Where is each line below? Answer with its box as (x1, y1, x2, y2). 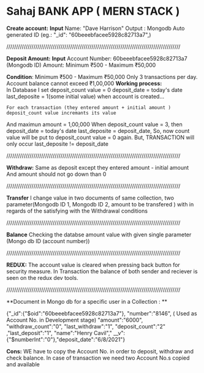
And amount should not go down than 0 (6, 170, 107, 178)
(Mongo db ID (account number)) (6, 237, 90, 244)
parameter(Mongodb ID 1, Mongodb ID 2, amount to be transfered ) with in (6, 200, 194, 208)
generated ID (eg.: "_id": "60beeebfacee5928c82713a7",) (6, 31, 151, 38)
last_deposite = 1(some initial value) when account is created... (6, 92, 164, 100)
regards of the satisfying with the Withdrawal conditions (6, 207, 148, 214)
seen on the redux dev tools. (6, 274, 78, 281)
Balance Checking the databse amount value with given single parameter (6, 231, 192, 238)
